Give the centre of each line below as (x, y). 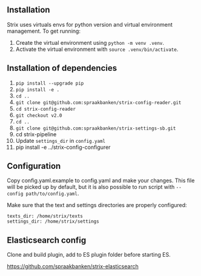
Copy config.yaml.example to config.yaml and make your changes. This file (101, 180)
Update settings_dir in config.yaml (60, 140)
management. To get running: (44, 31)
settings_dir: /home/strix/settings (53, 222)
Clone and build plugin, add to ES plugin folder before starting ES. (89, 255)
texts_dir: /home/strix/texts (45, 216)
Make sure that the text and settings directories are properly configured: (97, 205)
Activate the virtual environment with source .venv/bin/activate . (97, 49)
